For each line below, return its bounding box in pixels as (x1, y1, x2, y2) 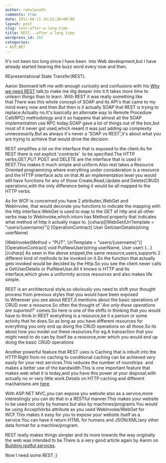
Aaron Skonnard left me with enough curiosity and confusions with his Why (5, 83, 160, 89)
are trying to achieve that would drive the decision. (5, 136, 110, 142)
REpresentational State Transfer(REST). (5, 73, 86, 79)
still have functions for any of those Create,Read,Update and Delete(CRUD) (5, 177, 160, 183)
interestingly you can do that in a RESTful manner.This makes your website (5, 396, 159, 402)
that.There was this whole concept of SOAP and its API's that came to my (5, 98, 156, 105)
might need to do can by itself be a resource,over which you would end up (5, 334, 158, 340)
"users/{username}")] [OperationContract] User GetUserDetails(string (5, 224, 149, 230)
